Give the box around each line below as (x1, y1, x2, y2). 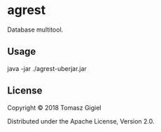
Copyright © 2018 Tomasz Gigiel (7, 103, 101, 112)
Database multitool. (7, 25, 64, 34)
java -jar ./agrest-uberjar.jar (7, 64, 87, 72)
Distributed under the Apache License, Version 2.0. (7, 117, 155, 125)
